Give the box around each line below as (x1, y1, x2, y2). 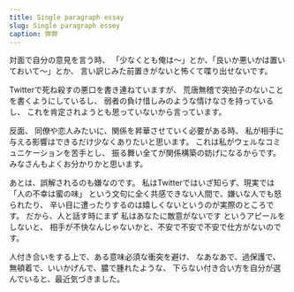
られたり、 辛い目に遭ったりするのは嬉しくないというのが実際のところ (9, 200, 267, 211)
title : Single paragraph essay (9, 12, 124, 22)
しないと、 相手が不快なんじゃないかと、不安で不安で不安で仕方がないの (9, 222, 274, 233)
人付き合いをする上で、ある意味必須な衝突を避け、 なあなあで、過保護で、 (9, 251, 281, 262)
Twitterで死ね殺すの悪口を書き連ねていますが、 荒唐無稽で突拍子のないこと (9, 85, 284, 96)
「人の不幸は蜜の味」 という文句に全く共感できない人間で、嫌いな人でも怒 (9, 188, 283, 199)
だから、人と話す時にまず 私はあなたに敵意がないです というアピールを (26, 211, 285, 221)
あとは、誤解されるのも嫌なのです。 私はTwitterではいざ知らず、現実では (9, 178, 275, 188)
